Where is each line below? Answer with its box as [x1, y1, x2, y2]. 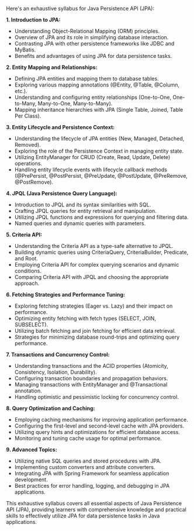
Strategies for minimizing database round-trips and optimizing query [14, 333, 180, 340]
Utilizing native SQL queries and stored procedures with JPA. [14, 457, 162, 464]
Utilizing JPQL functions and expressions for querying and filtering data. [14, 213, 189, 220]
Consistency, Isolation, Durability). [14, 368, 98, 375]
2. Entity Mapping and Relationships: [6, 64, 98, 71]
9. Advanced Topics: [6, 446, 57, 453]
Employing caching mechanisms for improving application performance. [14, 416, 188, 423]
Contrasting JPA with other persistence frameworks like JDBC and [14, 40, 175, 47]
